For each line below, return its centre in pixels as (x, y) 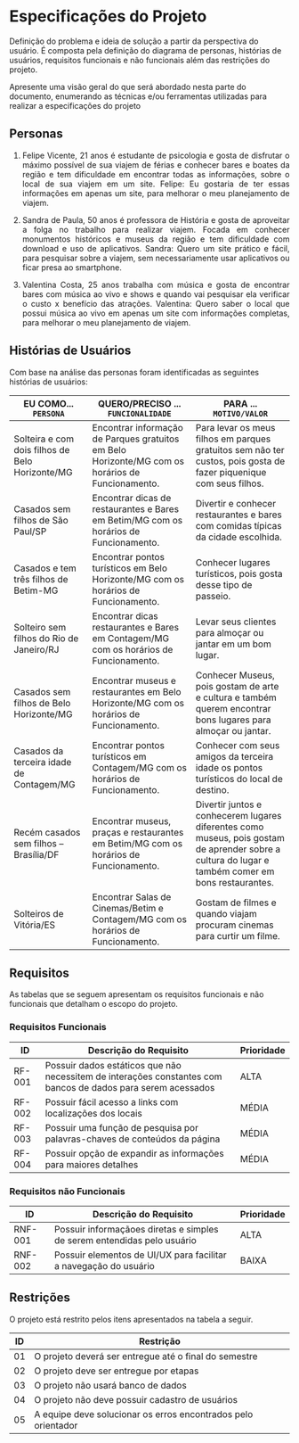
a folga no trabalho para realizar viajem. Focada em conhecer (156, 229)
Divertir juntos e (229, 804)
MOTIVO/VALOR (241, 413)
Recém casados (47, 832)
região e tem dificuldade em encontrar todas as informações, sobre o (156, 174)
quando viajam (226, 913)
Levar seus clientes (236, 622)
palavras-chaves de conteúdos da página (133, 1139)
